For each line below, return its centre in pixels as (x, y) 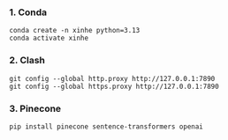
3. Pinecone (35, 108)
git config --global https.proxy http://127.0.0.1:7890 (114, 86)
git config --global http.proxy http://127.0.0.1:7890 (112, 78)
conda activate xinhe (49, 38)
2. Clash (27, 61)
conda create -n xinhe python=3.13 (75, 31)
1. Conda (28, 12)
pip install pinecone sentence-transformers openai (106, 126)
